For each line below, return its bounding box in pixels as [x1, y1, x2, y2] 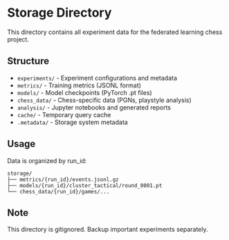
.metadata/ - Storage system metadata [17, 118, 128, 126]
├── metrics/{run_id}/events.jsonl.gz [7, 175, 119, 183]
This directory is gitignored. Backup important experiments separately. [7, 225, 208, 234]
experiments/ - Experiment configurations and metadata [17, 74, 178, 82]
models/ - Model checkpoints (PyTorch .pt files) [17, 88, 152, 96]
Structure [7, 55, 50, 67]
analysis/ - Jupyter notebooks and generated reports [17, 103, 172, 112]
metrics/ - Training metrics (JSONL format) [17, 81, 142, 89]
